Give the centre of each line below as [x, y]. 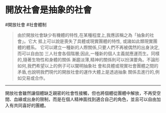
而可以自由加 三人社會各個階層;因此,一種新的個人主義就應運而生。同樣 [88, 53]
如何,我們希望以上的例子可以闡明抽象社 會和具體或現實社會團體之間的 [88, 66]
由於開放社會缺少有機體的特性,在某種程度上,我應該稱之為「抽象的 [83, 35]
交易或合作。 [35, 78]
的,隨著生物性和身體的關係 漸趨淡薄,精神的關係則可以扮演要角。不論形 [88, 59]
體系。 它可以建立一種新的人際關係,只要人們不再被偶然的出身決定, [93, 47]
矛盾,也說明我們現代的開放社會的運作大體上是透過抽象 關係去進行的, [86, 72]
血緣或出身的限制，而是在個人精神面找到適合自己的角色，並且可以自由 [85, 99]
